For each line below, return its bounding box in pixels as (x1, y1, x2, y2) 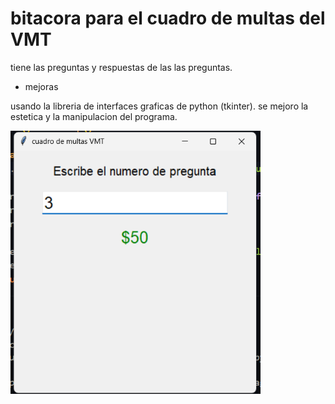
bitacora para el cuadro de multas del (10, 7, 326, 30)
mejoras (24, 80, 59, 92)
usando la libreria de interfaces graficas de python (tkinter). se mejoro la (10, 100, 309, 112)
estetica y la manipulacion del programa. (10, 110, 178, 122)
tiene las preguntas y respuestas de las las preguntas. (10, 61, 233, 73)
